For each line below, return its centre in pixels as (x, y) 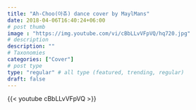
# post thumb (26, 27)
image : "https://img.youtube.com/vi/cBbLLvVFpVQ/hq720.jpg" (99, 33)
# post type (25, 66)
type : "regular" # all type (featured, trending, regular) (96, 72)
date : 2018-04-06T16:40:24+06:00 (56, 20)
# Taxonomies (26, 53)
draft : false (26, 79)
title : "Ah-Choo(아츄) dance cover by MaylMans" (79, 14)
